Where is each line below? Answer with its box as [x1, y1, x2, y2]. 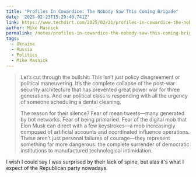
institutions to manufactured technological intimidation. [20, 147, 153, 154]
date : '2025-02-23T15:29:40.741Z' [6, 14, 90, 20]
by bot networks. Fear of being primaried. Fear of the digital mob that [20, 116, 187, 123]
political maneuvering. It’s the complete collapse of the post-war [20, 79, 176, 86]
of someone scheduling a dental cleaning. [20, 98, 121, 105]
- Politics [11, 52, 38, 58]
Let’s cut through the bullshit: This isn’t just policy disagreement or [20, 74, 180, 81]
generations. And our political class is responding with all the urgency [20, 92, 188, 99]
